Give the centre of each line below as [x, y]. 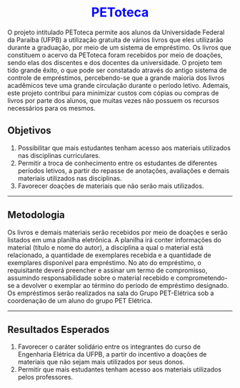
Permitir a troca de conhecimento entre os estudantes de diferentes [117, 163]
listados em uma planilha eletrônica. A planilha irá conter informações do [114, 239]
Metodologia [36, 215]
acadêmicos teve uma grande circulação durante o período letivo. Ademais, [119, 85]
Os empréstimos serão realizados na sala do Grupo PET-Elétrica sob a [111, 293]
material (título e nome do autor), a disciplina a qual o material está [105, 247]
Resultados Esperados [59, 329]
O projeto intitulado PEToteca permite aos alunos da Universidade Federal [116, 32]
